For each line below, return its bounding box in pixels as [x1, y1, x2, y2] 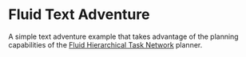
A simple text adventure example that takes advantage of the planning [8, 32, 239, 41]
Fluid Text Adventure [8, 6, 150, 24]
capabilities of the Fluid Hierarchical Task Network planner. [8, 40, 203, 49]
